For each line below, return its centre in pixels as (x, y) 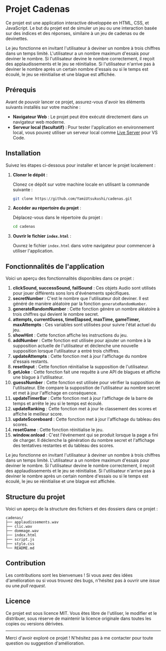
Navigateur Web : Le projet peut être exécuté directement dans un (80, 117)
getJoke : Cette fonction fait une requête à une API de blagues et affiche (86, 372)
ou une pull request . (26, 586)
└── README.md (20, 548)
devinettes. (17, 39)
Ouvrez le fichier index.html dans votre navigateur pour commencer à (84, 246)
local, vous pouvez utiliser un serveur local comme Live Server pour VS (85, 132)
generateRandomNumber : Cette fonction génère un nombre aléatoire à (86, 309)
